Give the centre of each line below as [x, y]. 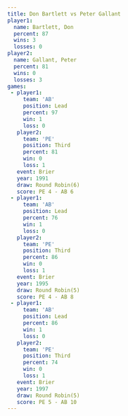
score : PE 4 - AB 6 [45, 192]
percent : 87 [31, 34]
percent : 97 [40, 112]
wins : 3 [25, 40]
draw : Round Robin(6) [48, 185]
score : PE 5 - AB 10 [47, 402]
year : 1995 [33, 284]
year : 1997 [33, 389]
